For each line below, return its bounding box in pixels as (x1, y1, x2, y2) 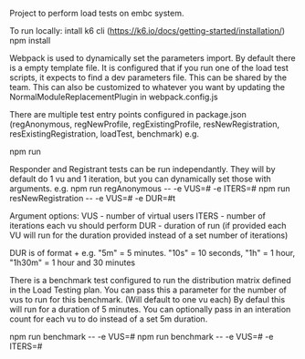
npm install (9, 36, 51, 46)
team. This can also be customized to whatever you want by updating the (9, 82, 286, 92)
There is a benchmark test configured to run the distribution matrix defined (9, 275, 292, 285)
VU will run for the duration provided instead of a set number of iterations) (9, 230, 289, 241)
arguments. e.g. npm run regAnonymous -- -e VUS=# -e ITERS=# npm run (9, 183, 290, 194)
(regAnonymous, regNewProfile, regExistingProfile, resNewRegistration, (9, 118, 280, 129)
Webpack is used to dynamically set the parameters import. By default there (9, 53, 296, 63)
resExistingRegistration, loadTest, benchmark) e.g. (9, 128, 199, 139)
